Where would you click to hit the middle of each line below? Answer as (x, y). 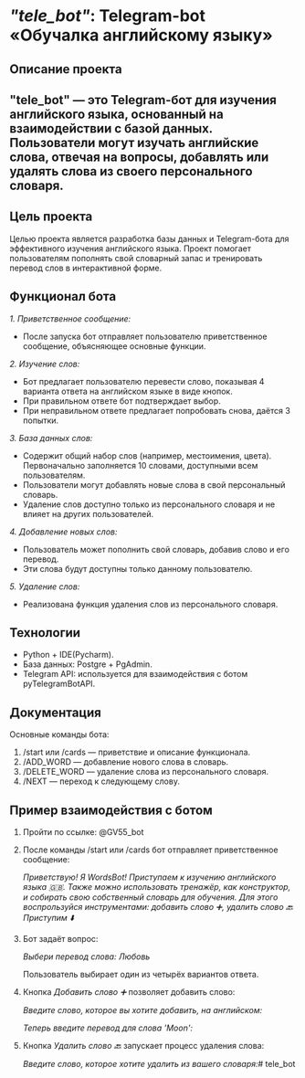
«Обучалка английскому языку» (142, 35)
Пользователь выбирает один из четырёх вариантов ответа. (141, 975)
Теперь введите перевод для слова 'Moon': (108, 1028)
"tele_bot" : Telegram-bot (108, 16)
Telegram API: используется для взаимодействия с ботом (135, 674)
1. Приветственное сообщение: (70, 318)
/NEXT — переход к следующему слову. (101, 781)
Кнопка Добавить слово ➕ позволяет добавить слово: (129, 992)
